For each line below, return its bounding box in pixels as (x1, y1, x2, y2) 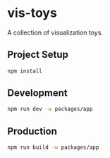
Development (7, 87, 68, 99)
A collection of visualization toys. (7, 28, 104, 37)
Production (7, 125, 58, 137)
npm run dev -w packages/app (7, 106, 93, 113)
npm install (7, 67, 42, 75)
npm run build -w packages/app (7, 144, 99, 151)
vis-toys (7, 5, 58, 21)
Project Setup (7, 49, 69, 61)
